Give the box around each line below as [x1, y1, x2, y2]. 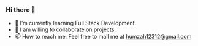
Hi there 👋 [6, 6, 36, 14]
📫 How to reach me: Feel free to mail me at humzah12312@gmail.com [14, 33, 192, 40]
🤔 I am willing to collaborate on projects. [14, 26, 116, 33]
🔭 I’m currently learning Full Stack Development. [14, 20, 137, 27]
